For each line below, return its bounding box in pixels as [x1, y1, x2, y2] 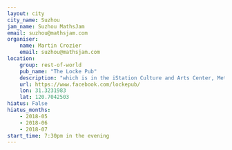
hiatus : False [7, 100, 48, 107]
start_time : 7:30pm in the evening [7, 132, 110, 139]
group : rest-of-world [19, 62, 81, 68]
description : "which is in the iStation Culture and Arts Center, [19, 74, 215, 82]
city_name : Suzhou [7, 17, 60, 24]
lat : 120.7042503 [19, 94, 70, 101]
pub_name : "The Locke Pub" [19, 68, 97, 75]
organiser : [7, 36, 39, 43]
